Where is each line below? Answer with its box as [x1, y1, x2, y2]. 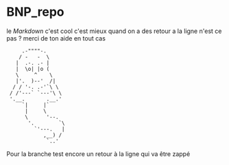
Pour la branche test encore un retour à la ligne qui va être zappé [6, 149, 191, 158]
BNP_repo [6, 4, 64, 20]
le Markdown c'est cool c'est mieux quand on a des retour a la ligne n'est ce [6, 27, 222, 35]
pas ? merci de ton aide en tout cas [6, 34, 106, 42]
